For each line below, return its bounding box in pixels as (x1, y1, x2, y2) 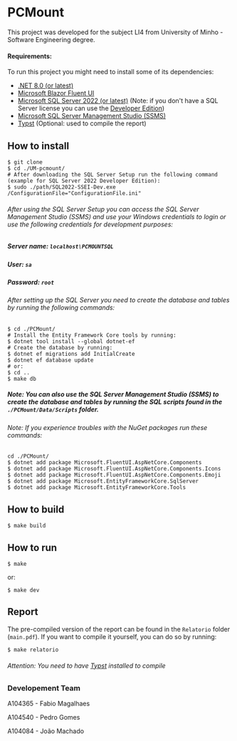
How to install (7, 140, 70, 152)
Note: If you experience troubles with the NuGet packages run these (7, 423, 208, 431)
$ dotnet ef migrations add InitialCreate (7, 350, 135, 357)
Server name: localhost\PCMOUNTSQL (7, 242, 114, 251)
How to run (7, 542, 58, 554)
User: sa (7, 260, 32, 268)
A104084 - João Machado (7, 727, 84, 735)
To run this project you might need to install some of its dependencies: (7, 68, 214, 76)
